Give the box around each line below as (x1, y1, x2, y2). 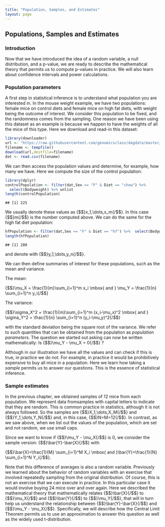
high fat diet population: (5, 219, 54, 225)
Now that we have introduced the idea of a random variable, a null (5, 56, 138, 62)
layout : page (5, 12, 32, 17)
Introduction (5, 45, 35, 52)
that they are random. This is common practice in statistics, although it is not (5, 404, 160, 410)
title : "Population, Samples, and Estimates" (5, 7, 100, 12)
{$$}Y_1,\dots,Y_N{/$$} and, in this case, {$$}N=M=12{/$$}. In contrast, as (5, 414, 157, 421)
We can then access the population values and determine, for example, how (5, 163, 159, 169)
